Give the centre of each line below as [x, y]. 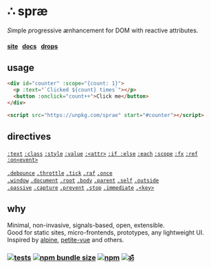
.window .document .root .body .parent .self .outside [83, 180]
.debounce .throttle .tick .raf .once [60, 173]
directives [29, 137]
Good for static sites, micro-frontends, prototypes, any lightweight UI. [106, 233]
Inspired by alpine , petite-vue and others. [66, 240]
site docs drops [33, 46]
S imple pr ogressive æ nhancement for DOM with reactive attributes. [103, 30]
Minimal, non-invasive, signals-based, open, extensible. [86, 225]
